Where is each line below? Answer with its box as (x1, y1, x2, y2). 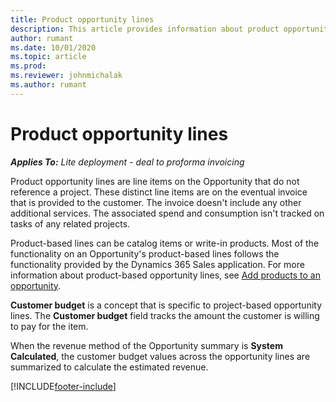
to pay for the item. (10, 320, 89, 332)
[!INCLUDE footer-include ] (10, 380, 117, 392)
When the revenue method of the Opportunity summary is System (10, 339, 283, 351)
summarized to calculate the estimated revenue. (10, 361, 209, 373)
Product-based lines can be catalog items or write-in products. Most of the (10, 237, 320, 249)
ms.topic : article (10, 52, 87, 62)
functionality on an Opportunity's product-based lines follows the (10, 247, 280, 260)
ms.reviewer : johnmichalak (10, 71, 123, 81)
